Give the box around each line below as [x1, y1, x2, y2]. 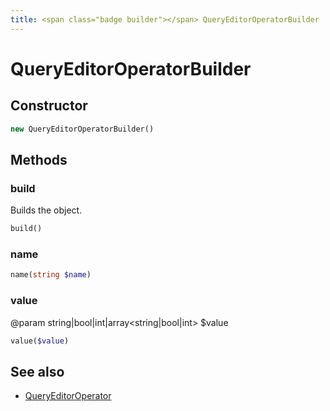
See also [10, 363, 65, 380]
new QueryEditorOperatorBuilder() [10, 124, 155, 134]
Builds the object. [10, 204, 83, 216]
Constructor [10, 97, 88, 115]
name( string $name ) [10, 270, 92, 280]
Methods [10, 151, 68, 168]
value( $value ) [10, 336, 70, 346]
